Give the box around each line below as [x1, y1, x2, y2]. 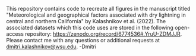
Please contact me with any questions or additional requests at [6, 37, 160, 43]
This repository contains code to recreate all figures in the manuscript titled [6, 5, 191, 12]
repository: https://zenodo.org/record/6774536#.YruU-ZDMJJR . [24, 30, 182, 38]
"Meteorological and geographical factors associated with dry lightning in [6, 11, 186, 18]
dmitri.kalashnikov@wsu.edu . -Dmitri [6, 43, 97, 50]
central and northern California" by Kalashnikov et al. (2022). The [6, 18, 166, 24]
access [6, 30, 24, 38]
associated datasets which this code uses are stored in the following [6, 24, 174, 31]
